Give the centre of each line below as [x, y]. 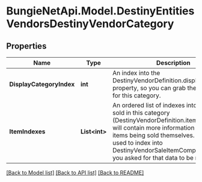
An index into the [136, 73]
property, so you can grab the [154, 88]
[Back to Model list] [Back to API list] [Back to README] [75, 173]
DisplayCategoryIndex [42, 84]
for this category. [136, 96]
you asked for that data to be [153, 158]
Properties [26, 46]
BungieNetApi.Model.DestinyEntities [100, 11]
